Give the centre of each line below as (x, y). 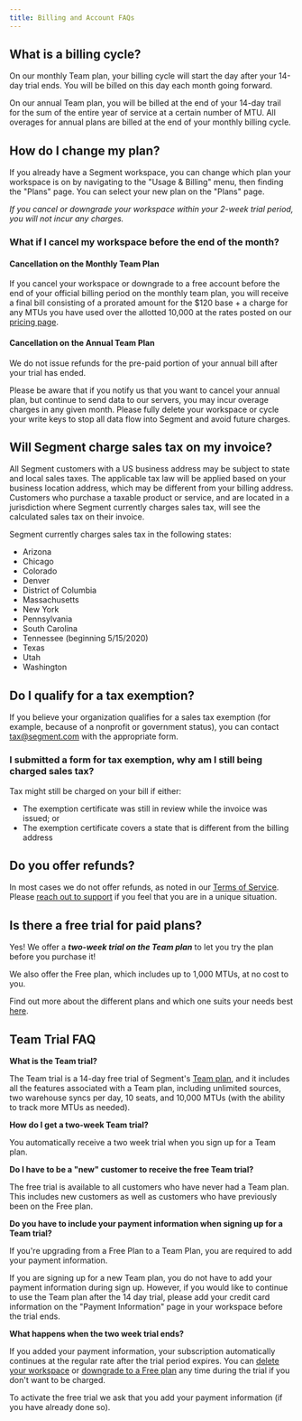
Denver (36, 581)
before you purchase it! (53, 957)
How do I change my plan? (85, 150)
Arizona (37, 552)
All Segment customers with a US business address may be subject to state (150, 469)
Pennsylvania (47, 619)
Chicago (38, 562)
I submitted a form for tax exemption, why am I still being (136, 760)
